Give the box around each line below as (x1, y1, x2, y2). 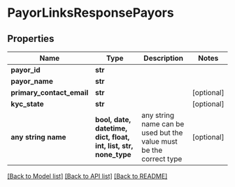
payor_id (10, 65, 41, 75)
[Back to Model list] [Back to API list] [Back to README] (7, 172, 168, 180)
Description (143, 54, 184, 63)
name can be (141, 119, 185, 128)
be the (141, 145, 163, 155)
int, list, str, (95, 141, 134, 151)
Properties (7, 33, 55, 45)
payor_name (10, 77, 54, 86)
